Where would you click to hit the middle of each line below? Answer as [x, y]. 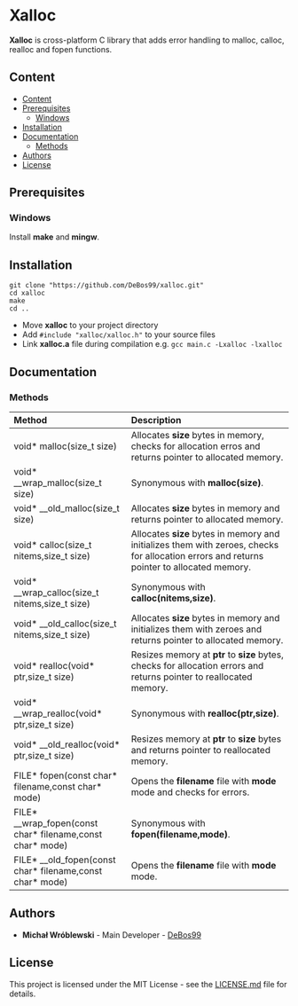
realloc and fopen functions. [61, 49]
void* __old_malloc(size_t [67, 508]
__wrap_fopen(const [56, 823]
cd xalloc [27, 294]
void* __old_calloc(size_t [65, 624]
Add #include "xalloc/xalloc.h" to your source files [118, 334]
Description [156, 420]
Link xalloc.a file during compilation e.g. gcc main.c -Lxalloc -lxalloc [152, 344]
